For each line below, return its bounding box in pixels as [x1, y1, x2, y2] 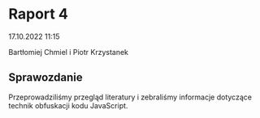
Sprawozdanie [8, 70, 83, 85]
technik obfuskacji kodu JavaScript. [8, 100, 128, 110]
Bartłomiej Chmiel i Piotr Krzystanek [8, 47, 128, 57]
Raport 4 [8, 5, 69, 23]
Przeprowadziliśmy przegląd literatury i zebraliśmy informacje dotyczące [8, 92, 252, 102]
